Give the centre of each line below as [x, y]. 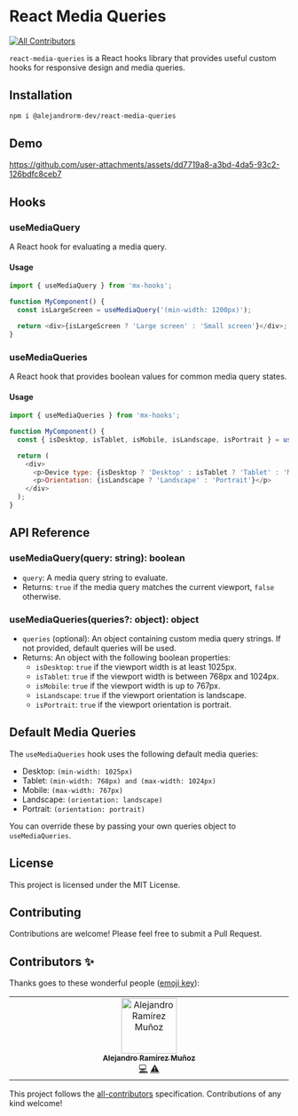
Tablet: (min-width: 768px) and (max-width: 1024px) [119, 780]
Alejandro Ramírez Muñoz [149, 1058]
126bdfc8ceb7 [35, 174]
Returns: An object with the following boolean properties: [126, 657]
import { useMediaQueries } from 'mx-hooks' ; [94, 416]
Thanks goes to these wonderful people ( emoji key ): [105, 983]
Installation [41, 95]
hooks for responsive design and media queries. [98, 67]
